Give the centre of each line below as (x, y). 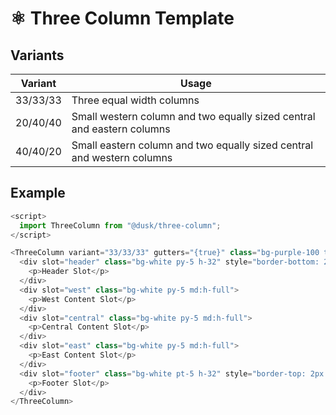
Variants (37, 55)
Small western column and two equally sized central (193, 116)
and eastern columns (121, 129)
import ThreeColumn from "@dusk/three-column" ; (120, 225)
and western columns (122, 157)
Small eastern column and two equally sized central (192, 145)
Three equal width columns (135, 100)
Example (38, 193)
